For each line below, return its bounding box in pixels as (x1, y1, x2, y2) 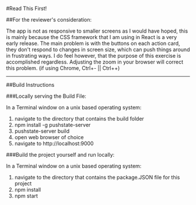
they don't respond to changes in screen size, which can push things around (6, 46, 190, 53)
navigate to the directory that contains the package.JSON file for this (14, 174, 180, 181)
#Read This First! (6, 5, 47, 12)
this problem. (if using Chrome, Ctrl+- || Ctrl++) (6, 65, 120, 72)
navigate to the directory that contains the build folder (14, 115, 145, 122)
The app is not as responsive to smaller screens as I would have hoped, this (6, 27, 188, 34)
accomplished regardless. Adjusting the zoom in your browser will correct (6, 58, 184, 65)
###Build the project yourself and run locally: (6, 151, 115, 158)
